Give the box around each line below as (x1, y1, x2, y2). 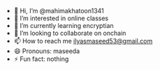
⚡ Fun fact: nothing (13, 55, 69, 63)
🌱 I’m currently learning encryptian (13, 22, 114, 29)
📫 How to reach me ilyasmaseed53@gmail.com (13, 37, 153, 45)
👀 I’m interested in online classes (13, 14, 109, 22)
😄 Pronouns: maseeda (13, 47, 80, 55)
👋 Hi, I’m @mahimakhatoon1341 (13, 7, 105, 15)
